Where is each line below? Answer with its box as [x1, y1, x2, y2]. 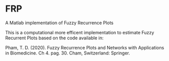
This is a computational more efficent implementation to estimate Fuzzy [5, 29, 154, 35]
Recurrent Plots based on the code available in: [5, 35, 104, 41]
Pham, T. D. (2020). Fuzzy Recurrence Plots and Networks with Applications [5, 44, 164, 50]
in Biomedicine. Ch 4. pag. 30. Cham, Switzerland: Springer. [5, 50, 130, 56]
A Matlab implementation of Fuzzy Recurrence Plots [5, 20, 114, 26]
